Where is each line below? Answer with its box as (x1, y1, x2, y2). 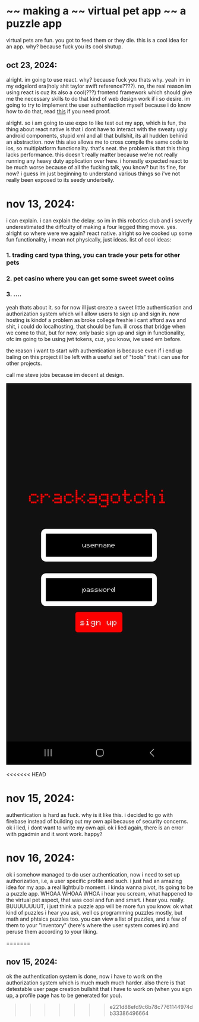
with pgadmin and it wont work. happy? (6, 830, 103, 837)
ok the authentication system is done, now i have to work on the (6, 973, 163, 980)
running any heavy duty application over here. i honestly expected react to (6, 157, 189, 165)
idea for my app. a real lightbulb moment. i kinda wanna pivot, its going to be (6, 884, 194, 891)
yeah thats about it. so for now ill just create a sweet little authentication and (6, 303, 192, 311)
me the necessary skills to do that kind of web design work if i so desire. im (6, 95, 191, 102)
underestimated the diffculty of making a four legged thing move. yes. (6, 223, 177, 230)
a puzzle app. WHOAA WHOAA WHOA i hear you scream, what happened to (6, 890, 193, 897)
